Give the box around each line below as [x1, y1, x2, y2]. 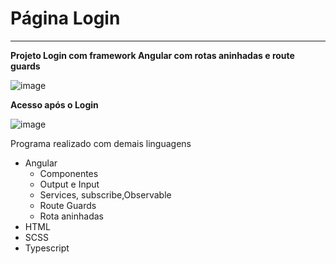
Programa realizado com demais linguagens [10, 137, 192, 149]
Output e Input [39, 178, 100, 190]
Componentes [39, 167, 99, 179]
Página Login [10, 7, 121, 30]
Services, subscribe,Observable [39, 188, 172, 201]
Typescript [24, 242, 70, 254]
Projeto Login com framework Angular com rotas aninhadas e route [10, 49, 295, 61]
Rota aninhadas [39, 210, 104, 222]
